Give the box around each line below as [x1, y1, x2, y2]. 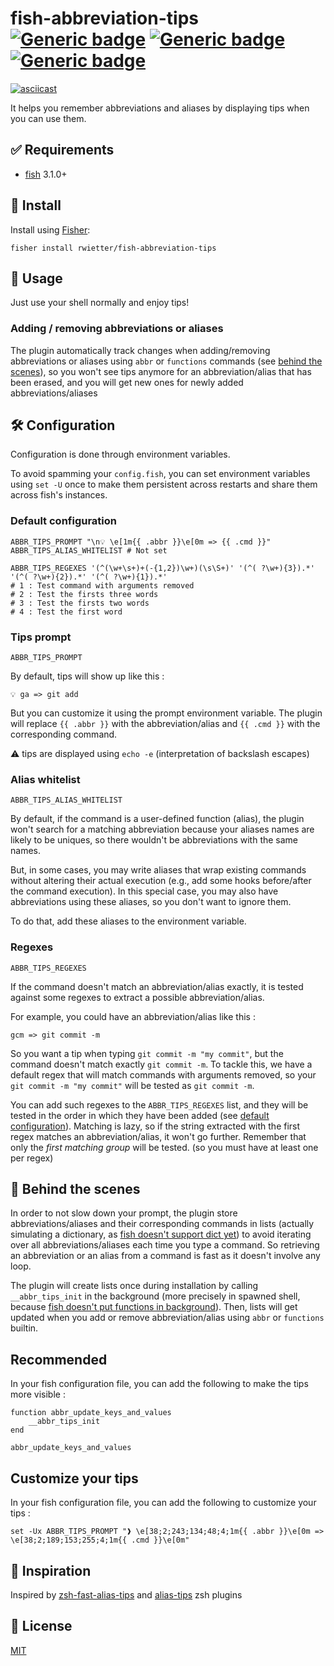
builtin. [10, 1322, 39, 1334]
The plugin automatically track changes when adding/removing [10, 344, 271, 356]
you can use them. [10, 112, 87, 124]
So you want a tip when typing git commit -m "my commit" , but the [10, 1047, 284, 1059]
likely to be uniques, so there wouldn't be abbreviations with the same [10, 834, 299, 846]
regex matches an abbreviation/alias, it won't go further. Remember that [10, 1130, 307, 1142]
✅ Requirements [10, 142, 115, 159]
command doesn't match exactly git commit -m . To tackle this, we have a [10, 1058, 313, 1070]
